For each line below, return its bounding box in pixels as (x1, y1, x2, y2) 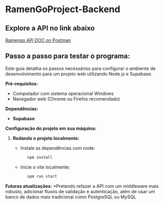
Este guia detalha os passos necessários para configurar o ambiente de (5, 65, 156, 72)
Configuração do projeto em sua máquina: (5, 125, 97, 131)
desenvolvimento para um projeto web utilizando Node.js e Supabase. (5, 71, 153, 77)
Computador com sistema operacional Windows (12, 90, 114, 96)
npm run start (27, 174, 58, 179)
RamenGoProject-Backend (5, 4, 121, 15)
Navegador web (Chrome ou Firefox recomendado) (12, 95, 121, 102)
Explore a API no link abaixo (5, 24, 95, 32)
